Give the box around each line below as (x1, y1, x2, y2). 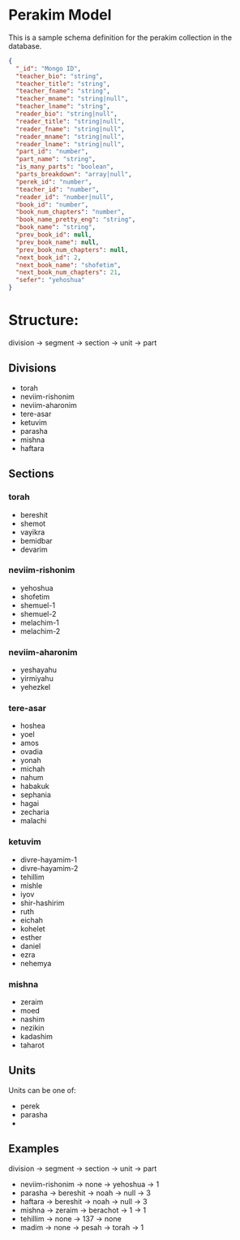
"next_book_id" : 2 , (15, 254, 82, 262)
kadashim (19, 1031, 54, 1041)
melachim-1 (19, 618, 59, 627)
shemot (19, 518, 46, 528)
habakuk (19, 782, 50, 791)
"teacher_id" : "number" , (15, 185, 100, 193)
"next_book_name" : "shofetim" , (15, 261, 122, 269)
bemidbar (19, 535, 53, 545)
